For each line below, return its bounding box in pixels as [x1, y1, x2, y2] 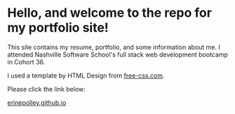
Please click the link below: [7, 85, 86, 93]
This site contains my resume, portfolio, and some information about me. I [7, 43, 221, 51]
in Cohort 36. [7, 57, 46, 66]
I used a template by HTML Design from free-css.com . [7, 71, 165, 80]
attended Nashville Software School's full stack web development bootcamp [7, 50, 228, 59]
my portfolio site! [7, 20, 109, 36]
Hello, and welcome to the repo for [7, 5, 213, 21]
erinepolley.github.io [7, 98, 67, 106]
